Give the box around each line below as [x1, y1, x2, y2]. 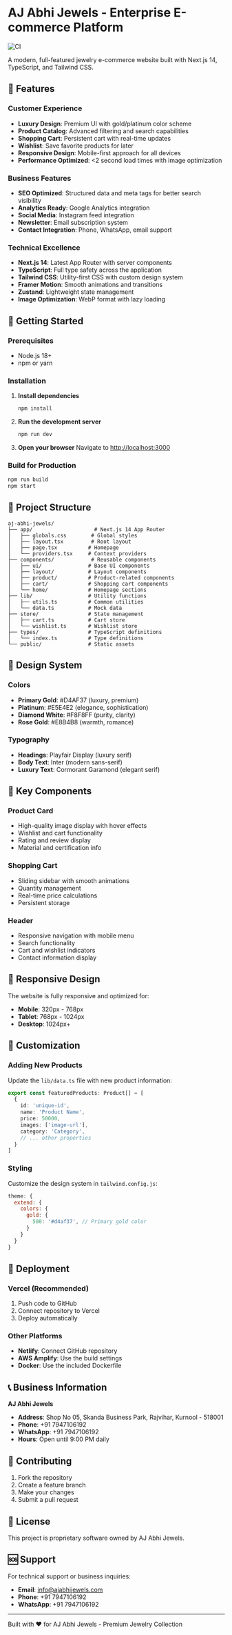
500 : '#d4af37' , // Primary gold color [32, 1218, 147, 1225]
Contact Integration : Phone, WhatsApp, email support [17, 226, 172, 234]
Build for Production [8, 460, 76, 470]
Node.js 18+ [17, 351, 52, 359]
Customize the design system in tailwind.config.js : [8, 1179, 158, 1187]
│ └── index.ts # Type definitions [8, 635, 144, 642]
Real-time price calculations [17, 891, 98, 900]
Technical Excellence [8, 243, 81, 252]
